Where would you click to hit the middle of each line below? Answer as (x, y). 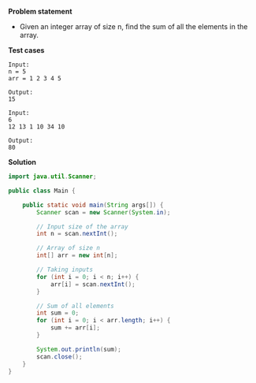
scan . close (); (59, 357)
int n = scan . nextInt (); (77, 234)
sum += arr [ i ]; (75, 328)
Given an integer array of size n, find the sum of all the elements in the (134, 26)
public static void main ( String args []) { (93, 205)
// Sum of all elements (75, 306)
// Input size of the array (82, 227)
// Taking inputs (65, 270)
